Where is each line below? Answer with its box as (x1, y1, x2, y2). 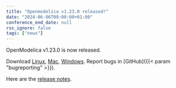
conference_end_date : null (6, 19, 72, 25)
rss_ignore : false (6, 25, 51, 31)
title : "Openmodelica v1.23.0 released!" (6, 8, 109, 15)
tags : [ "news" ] (6, 31, 43, 36)
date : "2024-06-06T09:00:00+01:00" (6, 14, 93, 20)
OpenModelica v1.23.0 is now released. (6, 46, 101, 53)
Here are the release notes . (6, 76, 72, 83)
